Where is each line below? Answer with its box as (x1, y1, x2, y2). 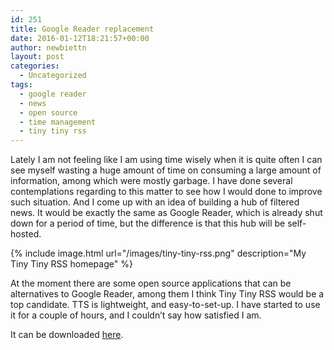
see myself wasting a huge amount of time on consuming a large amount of (10, 164, 322, 176)
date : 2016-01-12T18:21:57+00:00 (10, 33, 150, 43)
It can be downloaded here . (10, 329, 124, 341)
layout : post (10, 52, 65, 62)
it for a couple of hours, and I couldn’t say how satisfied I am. (10, 309, 262, 321)
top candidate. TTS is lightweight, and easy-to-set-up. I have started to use (10, 299, 321, 311)
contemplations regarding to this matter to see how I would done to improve (10, 186, 323, 198)
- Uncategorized (19, 71, 87, 81)
